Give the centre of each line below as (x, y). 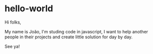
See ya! (12, 46)
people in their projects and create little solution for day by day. (69, 37)
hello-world (29, 9)
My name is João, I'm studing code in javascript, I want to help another (76, 31)
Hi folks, (13, 22)
